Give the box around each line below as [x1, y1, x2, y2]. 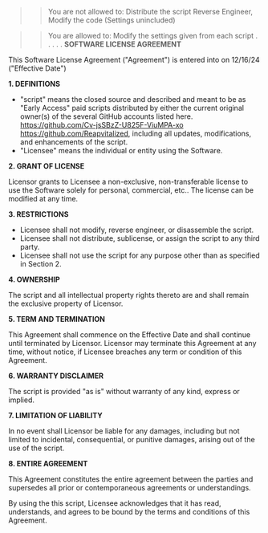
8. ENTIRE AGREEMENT [8, 459, 88, 468]
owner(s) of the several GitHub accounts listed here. [19, 112, 193, 121]
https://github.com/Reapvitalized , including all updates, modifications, [19, 128, 251, 138]
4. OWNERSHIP [8, 275, 60, 284]
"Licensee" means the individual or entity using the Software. [19, 146, 223, 155]
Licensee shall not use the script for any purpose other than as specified [19, 250, 261, 260]
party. [19, 242, 40, 251]
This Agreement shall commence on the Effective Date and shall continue [8, 330, 251, 340]
